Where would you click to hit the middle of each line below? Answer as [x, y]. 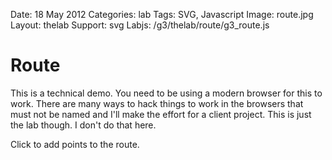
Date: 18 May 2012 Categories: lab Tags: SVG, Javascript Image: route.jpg [162, 14]
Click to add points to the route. [75, 144]
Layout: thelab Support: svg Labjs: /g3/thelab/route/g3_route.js [140, 25]
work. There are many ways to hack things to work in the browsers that [157, 103]
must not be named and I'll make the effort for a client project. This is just [161, 114]
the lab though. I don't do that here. [83, 125]
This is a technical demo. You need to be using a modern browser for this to [166, 93]
